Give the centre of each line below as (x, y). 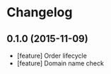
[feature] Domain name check (60, 63)
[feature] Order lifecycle (52, 55)
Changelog (40, 12)
